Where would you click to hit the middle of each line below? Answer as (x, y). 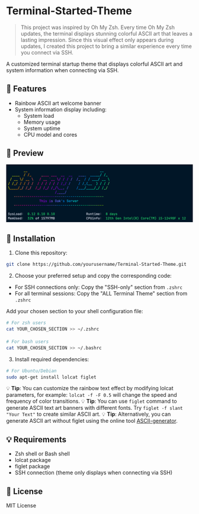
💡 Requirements (36, 439)
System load (39, 115)
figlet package (32, 467)
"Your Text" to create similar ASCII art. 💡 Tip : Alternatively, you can (89, 414)
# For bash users (28, 342)
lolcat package (33, 460)
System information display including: (60, 109)
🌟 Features (26, 89)
